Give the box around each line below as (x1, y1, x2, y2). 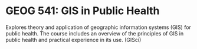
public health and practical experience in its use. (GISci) (5, 36, 142, 43)
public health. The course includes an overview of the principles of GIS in (5, 30, 184, 37)
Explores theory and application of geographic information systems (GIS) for (5, 24, 191, 31)
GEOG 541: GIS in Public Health (5, 4, 160, 18)
